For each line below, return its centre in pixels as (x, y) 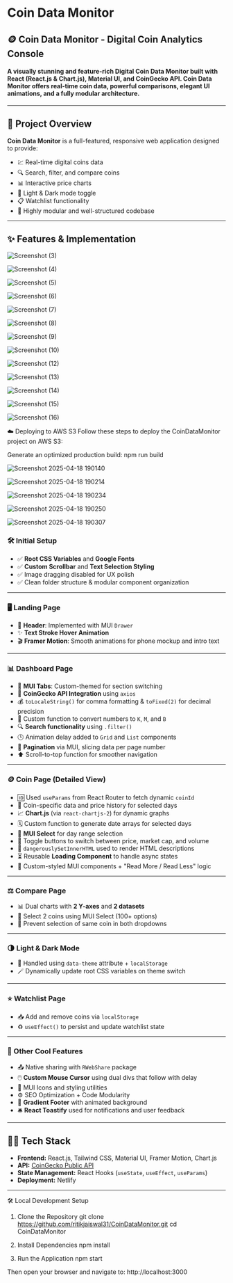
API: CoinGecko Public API (55, 1165)
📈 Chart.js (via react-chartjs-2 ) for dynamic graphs (93, 813)
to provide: (23, 148)
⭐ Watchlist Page (36, 998)
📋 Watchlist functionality (53, 200)
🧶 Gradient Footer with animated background (82, 1102)
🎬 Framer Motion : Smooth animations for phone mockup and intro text (118, 641)
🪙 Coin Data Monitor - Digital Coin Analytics (105, 39)
